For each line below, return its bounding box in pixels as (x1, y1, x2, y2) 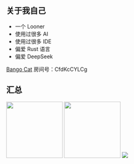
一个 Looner (14, 23, 45, 30)
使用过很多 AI (14, 30, 49, 37)
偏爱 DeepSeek (14, 53, 53, 60)
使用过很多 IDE (14, 38, 52, 45)
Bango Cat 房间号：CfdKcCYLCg (6, 65, 88, 73)
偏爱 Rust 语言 (14, 45, 50, 52)
